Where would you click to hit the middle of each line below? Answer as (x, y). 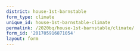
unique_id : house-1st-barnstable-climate (58, 22)
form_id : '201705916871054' (41, 33)
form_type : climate (30, 17)
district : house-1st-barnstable (46, 11)
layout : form (22, 39)
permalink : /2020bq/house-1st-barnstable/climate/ (70, 28)
